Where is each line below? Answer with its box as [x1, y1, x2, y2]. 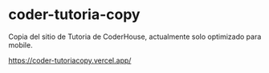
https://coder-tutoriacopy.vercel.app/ [8, 56, 132, 65]
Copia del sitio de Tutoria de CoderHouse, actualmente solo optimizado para [8, 32, 262, 41]
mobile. [8, 40, 34, 49]
